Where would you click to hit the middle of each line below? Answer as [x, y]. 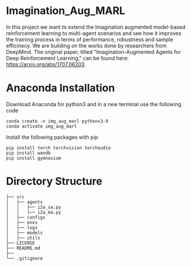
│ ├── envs [22, 222]
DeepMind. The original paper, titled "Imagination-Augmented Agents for [93, 52]
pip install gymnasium [34, 158]
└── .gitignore [25, 258]
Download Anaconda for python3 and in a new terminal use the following [94, 104]
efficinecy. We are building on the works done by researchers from [86, 46]
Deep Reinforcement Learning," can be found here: [67, 58]
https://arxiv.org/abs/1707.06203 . [46, 64]
